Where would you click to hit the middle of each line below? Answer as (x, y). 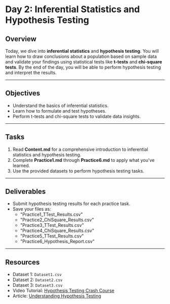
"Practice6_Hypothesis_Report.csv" (57, 242)
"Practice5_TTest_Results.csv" (52, 236)
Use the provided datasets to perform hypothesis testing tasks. (78, 171)
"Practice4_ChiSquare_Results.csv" (57, 231)
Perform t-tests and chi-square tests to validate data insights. (76, 116)
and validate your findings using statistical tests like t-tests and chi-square (84, 62)
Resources (23, 262)
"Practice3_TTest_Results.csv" (52, 225)
